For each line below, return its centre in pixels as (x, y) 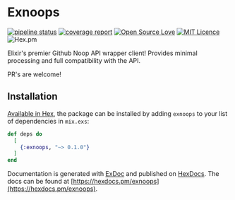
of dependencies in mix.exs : (48, 121)
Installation (32, 96)
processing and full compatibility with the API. (74, 60)
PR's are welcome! (35, 74)
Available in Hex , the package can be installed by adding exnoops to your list (117, 113)
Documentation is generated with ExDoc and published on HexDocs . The (113, 174)
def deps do (25, 134)
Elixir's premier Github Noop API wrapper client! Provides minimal (102, 53)
